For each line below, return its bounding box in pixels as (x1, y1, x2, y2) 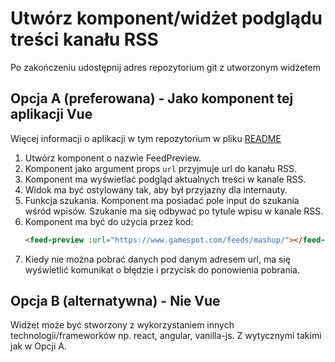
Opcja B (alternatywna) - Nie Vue (10, 293, 221, 310)
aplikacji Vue (10, 106, 93, 123)
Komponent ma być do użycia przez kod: (24, 215, 194, 227)
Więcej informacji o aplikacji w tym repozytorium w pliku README (10, 132, 282, 144)
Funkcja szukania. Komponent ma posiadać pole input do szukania (24, 194, 300, 206)
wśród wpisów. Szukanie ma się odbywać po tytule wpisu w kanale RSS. (24, 205, 324, 217)
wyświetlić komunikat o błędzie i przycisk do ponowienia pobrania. (24, 263, 300, 276)
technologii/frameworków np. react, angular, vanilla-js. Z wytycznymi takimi (10, 330, 322, 342)
